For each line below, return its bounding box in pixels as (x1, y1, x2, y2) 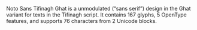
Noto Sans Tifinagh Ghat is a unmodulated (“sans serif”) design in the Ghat (6, 5, 191, 12)
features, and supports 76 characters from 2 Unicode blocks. (6, 18, 157, 24)
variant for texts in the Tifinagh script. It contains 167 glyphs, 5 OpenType (6, 11, 187, 18)
